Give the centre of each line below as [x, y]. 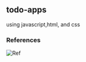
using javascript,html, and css [43, 24]
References [23, 40]
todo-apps [26, 10]
